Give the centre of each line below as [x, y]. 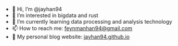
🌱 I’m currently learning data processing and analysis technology [92, 22]
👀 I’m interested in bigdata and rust [55, 15]
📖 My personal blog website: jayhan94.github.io [71, 37]
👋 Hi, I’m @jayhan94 [37, 9]
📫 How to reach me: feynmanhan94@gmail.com [72, 28]
